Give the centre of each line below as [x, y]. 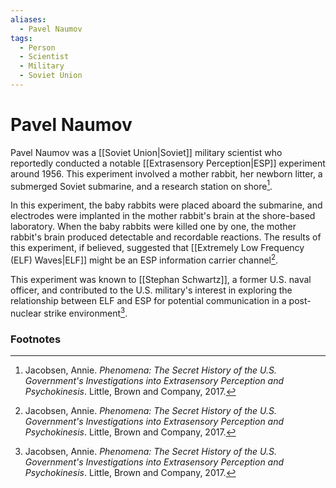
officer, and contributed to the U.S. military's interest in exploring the [151, 290]
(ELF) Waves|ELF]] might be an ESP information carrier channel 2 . [144, 259]
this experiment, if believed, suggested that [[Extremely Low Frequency [157, 248]
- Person [37, 47]
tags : [21, 38]
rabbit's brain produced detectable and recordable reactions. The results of [166, 237]
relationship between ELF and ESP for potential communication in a [148, 301]
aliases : [28, 19]
